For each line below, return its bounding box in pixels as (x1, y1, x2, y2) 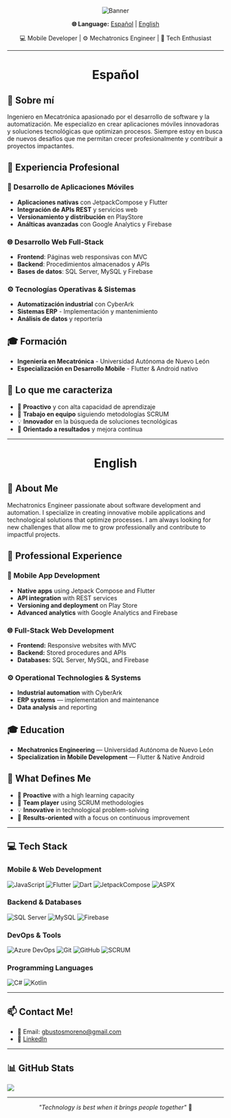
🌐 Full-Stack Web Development (7, 626, 115, 635)
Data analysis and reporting (16, 703, 98, 712)
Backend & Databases (7, 897, 82, 907)
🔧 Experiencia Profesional (7, 162, 120, 173)
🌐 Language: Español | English (71, 20, 159, 28)
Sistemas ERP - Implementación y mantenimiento (16, 307, 158, 316)
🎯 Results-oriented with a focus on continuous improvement (16, 813, 190, 822)
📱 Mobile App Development (7, 571, 100, 580)
